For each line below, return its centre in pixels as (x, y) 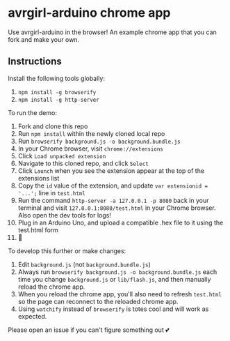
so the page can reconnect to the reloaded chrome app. (98, 301)
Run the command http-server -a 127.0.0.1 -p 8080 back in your (113, 200)
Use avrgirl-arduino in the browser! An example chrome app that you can (113, 32)
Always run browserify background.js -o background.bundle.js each (117, 272)
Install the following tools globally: (56, 78)
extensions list (39, 178)
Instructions (35, 62)
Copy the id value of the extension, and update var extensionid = (113, 185)
